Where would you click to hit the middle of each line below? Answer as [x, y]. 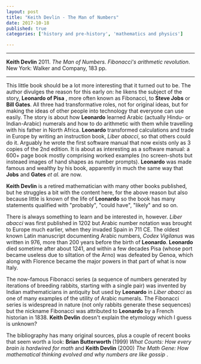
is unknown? [22, 324]
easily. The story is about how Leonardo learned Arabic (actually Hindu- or [98, 117]
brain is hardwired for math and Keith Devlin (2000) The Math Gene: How [98, 348]
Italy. [12, 268]
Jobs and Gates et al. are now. [44, 175]
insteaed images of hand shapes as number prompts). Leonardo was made [99, 162]
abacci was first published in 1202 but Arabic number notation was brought [99, 223]
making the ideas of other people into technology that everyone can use [95, 111]
